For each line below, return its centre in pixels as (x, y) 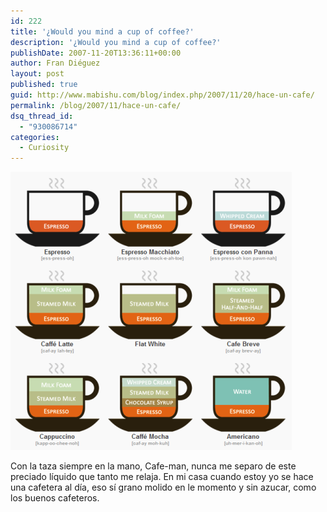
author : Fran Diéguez (55, 63)
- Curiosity (44, 148)
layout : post (37, 74)
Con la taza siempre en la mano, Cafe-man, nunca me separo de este (153, 466)
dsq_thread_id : (42, 116)
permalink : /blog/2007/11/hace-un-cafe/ (96, 105)
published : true (44, 85)
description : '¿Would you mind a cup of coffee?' (116, 42)
